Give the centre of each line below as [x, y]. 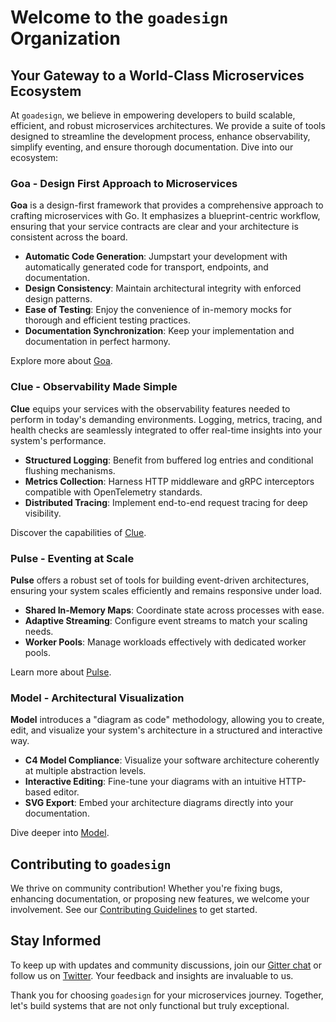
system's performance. [58, 440]
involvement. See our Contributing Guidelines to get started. [134, 909]
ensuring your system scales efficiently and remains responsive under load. [166, 590]
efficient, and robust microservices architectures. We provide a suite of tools [168, 125]
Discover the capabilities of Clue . [78, 532]
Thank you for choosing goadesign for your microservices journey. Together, [167, 995]
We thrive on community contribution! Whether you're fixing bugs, [146, 888]
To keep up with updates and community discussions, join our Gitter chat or [166, 965]
